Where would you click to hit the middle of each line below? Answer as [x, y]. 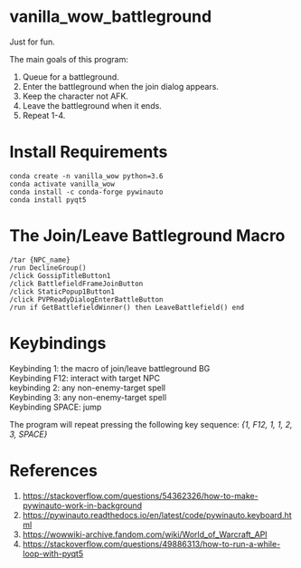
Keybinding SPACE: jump [56, 407]
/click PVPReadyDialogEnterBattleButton [87, 299]
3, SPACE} [28, 434]
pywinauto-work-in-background [82, 505]
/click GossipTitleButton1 [60, 275]
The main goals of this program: [69, 59]
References [53, 471]
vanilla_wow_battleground [111, 17]
